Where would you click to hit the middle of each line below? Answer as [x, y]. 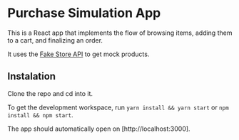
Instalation [31, 76]
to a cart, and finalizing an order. [55, 40]
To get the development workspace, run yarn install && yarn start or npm [118, 107]
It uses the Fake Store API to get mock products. [78, 54]
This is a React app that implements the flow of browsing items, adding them [120, 33]
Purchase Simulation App [84, 13]
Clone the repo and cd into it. [50, 93]
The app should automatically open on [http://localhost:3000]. [99, 129]
